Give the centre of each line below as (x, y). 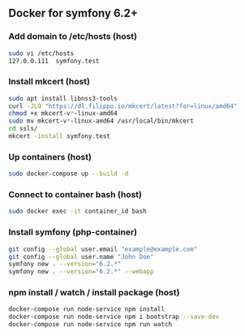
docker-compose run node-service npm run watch (90, 325)
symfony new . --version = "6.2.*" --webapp (81, 272)
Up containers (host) (50, 157)
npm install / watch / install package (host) (94, 293)
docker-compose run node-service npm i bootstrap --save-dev (114, 317)
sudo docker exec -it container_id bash (78, 211)
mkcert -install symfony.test (60, 136)
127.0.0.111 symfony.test (54, 61)
